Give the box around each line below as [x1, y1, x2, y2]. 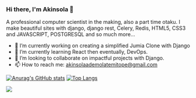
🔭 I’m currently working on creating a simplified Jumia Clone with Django [14, 42, 190, 49]
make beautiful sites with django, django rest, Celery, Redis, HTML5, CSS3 [6, 24, 186, 32]
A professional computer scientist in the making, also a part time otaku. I [6, 19, 180, 26]
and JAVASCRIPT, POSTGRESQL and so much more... [6, 31, 136, 38]
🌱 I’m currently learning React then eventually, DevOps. [14, 48, 148, 55]
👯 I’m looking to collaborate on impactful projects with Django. [14, 55, 165, 62]
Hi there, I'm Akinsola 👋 [6, 5, 74, 13]
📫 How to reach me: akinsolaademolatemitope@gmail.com [14, 61, 158, 68]
